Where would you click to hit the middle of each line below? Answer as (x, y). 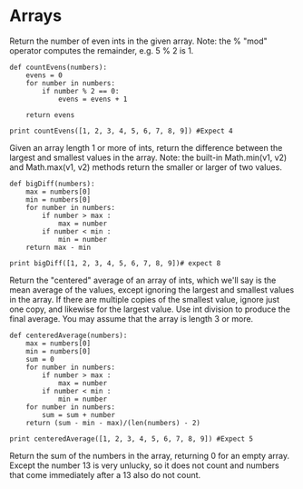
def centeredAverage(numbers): (68, 335)
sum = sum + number (79, 414)
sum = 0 (40, 359)
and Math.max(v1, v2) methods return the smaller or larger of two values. (146, 167)
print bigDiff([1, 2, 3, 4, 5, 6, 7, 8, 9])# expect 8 (115, 263)
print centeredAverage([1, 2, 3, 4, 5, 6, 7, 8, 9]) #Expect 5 (132, 439)
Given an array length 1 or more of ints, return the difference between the (146, 147)
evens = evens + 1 (93, 99)
